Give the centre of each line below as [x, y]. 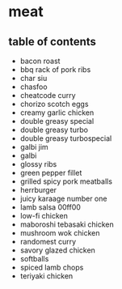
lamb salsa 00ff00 [50, 207]
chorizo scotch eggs [54, 104]
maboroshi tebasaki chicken [67, 224]
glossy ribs [38, 164]
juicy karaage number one [63, 198]
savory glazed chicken [57, 250]
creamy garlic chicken [57, 113]
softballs [34, 259]
